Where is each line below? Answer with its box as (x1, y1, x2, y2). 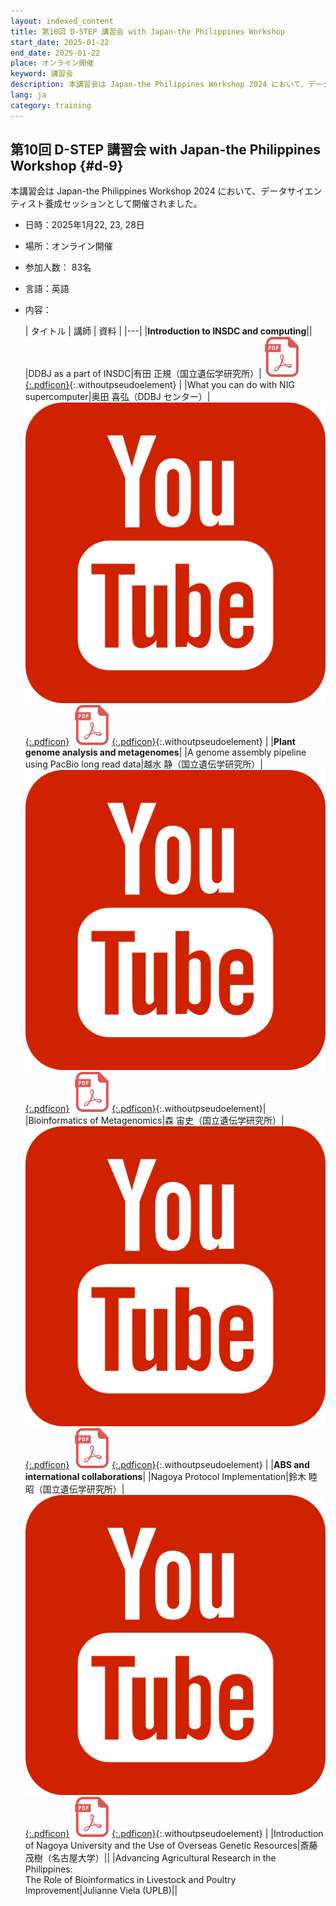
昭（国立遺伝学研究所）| (24, 1483, 125, 1495)
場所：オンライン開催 (24, 240, 113, 252)
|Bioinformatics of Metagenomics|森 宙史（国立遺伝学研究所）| (24, 1114, 285, 1126)
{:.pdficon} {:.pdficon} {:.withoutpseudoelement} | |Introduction (24, 1828, 324, 1840)
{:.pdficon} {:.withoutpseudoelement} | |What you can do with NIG (24, 379, 295, 391)
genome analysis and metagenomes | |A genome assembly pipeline (24, 746, 307, 758)
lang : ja (10, 90, 47, 100)
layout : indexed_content (10, 16, 114, 26)
